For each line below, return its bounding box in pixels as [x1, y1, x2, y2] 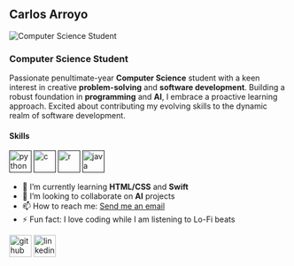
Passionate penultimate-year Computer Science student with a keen [9, 72, 260, 83]
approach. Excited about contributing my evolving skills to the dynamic [9, 101, 268, 111]
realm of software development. [9, 110, 126, 121]
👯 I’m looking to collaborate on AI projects [21, 191, 175, 201]
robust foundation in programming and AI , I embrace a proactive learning [9, 92, 278, 103]
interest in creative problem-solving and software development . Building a [9, 82, 285, 93]
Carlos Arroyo [9, 7, 89, 22]
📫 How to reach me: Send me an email [21, 201, 166, 211]
